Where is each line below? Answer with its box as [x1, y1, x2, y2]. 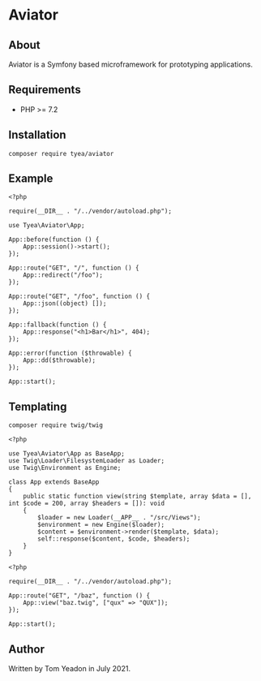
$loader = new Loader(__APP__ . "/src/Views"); [37, 514, 201, 522]
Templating [8, 399, 67, 413]
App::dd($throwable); [23, 356, 96, 364]
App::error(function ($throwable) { [8, 349, 132, 358]
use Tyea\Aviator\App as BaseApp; [8, 450, 126, 458]
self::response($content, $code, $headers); [37, 535, 190, 543]
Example [8, 172, 53, 186]
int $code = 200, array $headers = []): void [8, 499, 165, 508]
